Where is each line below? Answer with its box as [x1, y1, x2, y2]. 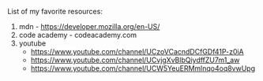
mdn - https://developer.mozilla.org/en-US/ [18, 22, 160, 31]
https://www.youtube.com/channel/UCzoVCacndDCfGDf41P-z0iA [30, 47, 244, 56]
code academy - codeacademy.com [18, 31, 137, 39]
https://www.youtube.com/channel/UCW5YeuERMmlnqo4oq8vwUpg [30, 64, 256, 73]
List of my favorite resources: [7, 7, 103, 16]
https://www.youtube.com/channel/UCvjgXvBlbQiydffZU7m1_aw [30, 55, 240, 64]
